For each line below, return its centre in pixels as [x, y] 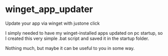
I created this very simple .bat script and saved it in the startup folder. [77, 38]
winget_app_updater [49, 9]
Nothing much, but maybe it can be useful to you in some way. [70, 48]
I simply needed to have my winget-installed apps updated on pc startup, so [84, 33]
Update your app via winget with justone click [53, 23]
